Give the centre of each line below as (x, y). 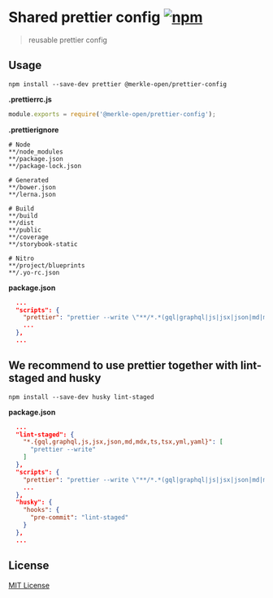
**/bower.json (32, 187)
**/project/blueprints (47, 265)
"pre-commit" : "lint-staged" (79, 518)
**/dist (22, 223)
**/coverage (28, 237)
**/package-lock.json (45, 166)
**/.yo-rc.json (34, 272)
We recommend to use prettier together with (123, 366)
